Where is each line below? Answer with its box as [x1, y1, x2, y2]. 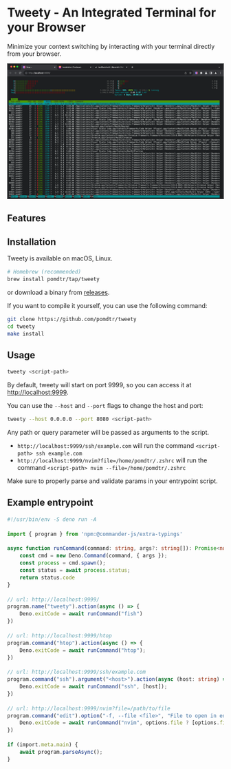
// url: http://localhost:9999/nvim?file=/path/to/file [7, 705, 170, 712]
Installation [7, 236, 56, 247]
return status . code [19, 574, 76, 581]
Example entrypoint [7, 497, 94, 509]
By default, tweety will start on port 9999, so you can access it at [7, 381, 192, 389]
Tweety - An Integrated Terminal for [7, 5, 217, 21]
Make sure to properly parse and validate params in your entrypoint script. [7, 477, 218, 485]
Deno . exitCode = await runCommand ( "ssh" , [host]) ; [19, 684, 168, 690]
